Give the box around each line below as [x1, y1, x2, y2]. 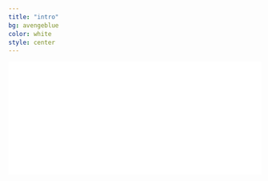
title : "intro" [8, 13, 59, 21]
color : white [8, 30, 52, 38]
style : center [8, 38, 56, 46]
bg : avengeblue [8, 21, 59, 30]
